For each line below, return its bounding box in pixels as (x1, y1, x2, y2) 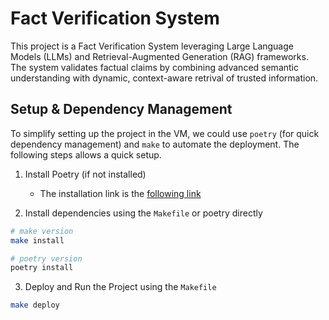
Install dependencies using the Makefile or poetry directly (24, 207, 263, 219)
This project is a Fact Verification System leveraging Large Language (10, 40, 294, 52)
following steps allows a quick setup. (10, 148, 162, 161)
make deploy (10, 300, 60, 311)
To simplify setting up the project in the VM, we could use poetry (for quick (10, 127, 320, 139)
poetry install (10, 263, 74, 273)
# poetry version (10, 253, 83, 264)
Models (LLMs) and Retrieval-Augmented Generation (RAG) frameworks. (10, 50, 309, 62)
